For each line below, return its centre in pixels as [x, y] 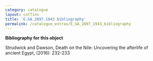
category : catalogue [27, 10]
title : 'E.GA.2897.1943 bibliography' [46, 19]
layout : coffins [22, 14]
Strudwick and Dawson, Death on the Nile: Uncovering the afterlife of [77, 47]
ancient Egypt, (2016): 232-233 [38, 53]
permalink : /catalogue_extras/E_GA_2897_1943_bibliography [68, 24]
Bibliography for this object [34, 38]
